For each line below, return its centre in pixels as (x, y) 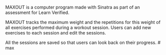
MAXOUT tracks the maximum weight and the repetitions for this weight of (83, 22)
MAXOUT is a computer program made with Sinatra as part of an (73, 7)
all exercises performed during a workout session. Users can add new (78, 27)
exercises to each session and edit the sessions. (56, 33)
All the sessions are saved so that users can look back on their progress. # (83, 42)
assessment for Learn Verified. (37, 12)
